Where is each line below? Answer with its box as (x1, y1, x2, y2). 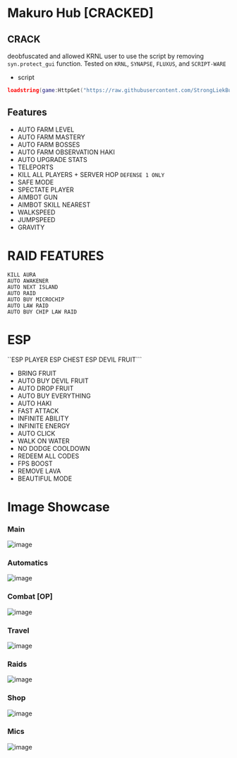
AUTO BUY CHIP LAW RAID (7, 308, 78, 316)
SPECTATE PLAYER (17, 185, 74, 194)
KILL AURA (7, 271, 37, 278)
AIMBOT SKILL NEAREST (17, 200, 91, 209)
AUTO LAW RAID (7, 302, 49, 309)
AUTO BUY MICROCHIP (7, 296, 65, 303)
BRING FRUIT (17, 369, 57, 377)
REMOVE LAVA (17, 466, 61, 475)
